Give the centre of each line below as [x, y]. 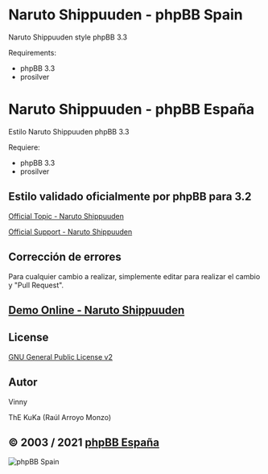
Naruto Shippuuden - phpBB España [132, 109]
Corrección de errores [65, 257]
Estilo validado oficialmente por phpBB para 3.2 [130, 197]
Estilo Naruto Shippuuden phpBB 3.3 [69, 131]
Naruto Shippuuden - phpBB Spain [126, 15]
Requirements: [32, 52]
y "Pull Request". [36, 285]
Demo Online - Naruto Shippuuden [97, 310]
